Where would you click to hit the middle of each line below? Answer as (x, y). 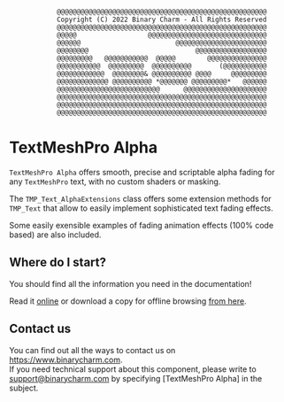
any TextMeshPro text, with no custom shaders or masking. (115, 182)
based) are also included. (55, 235)
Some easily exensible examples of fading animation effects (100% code (142, 225)
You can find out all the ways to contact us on (92, 350)
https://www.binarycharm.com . (66, 359)
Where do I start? (58, 263)
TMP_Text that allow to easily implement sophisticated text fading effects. (142, 208)
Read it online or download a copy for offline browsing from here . (128, 301)
